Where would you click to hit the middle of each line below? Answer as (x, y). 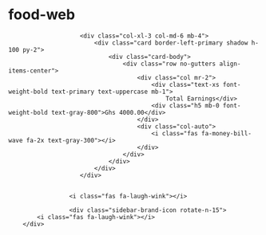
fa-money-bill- (226, 133)
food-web (42, 15)
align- (230, 64)
